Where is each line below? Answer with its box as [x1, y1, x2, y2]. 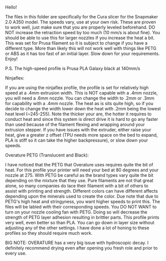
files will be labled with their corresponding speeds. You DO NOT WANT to [5, 204, 157, 209]
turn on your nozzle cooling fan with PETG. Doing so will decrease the [5, 209, 147, 215]
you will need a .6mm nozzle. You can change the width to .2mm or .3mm [5, 95, 155, 101]
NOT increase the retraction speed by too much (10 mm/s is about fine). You [5, 30, 161, 35]
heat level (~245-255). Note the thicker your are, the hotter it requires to [5, 111, 152, 117]
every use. [5, 250, 27, 256]
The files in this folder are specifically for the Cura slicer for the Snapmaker [5, 14, 158, 19]
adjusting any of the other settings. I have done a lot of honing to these [5, 225, 150, 231]
